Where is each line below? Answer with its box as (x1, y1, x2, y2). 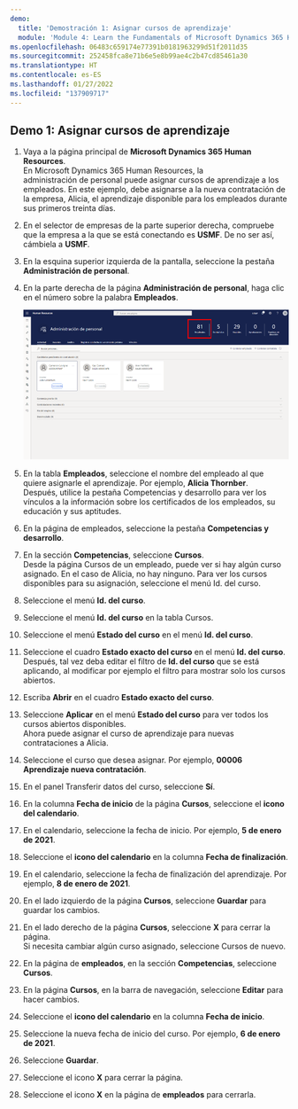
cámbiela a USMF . (22, 239, 90, 250)
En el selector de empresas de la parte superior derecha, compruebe (22, 220, 275, 230)
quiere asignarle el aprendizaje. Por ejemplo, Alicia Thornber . (22, 477, 248, 488)
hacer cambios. (22, 994, 80, 1004)
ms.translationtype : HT (10, 61, 98, 70)
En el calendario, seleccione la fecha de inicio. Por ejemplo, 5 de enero (22, 824, 282, 835)
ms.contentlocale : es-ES (10, 71, 102, 80)
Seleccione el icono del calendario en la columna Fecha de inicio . (22, 1011, 265, 1021)
